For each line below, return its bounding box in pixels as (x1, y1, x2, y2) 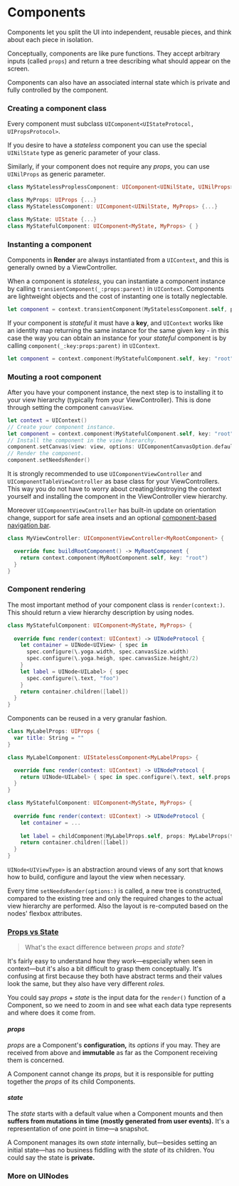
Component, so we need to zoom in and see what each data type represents (7, 1001, 232, 1010)
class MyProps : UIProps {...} (7, 196, 97, 203)
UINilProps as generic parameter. (7, 170, 105, 179)
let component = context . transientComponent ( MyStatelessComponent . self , (7, 305, 228, 313)
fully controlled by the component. (7, 85, 109, 94)
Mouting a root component (7, 371, 102, 381)
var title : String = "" (14, 734, 84, 741)
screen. (7, 64, 30, 73)
